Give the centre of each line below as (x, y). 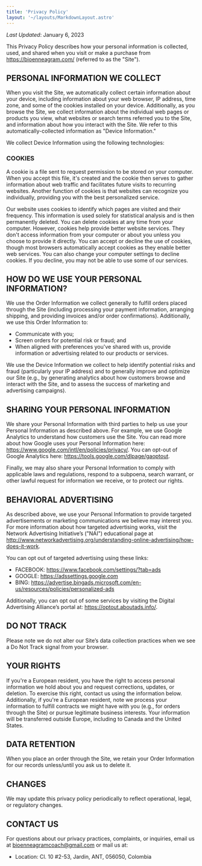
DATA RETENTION (41, 744)
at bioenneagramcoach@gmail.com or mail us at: (67, 845)
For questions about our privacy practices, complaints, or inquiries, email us (100, 839)
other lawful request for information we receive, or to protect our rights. (95, 481)
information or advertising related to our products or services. (92, 353)
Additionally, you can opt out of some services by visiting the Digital (90, 600)
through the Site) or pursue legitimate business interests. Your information (98, 712)
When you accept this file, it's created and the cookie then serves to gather (100, 178)
